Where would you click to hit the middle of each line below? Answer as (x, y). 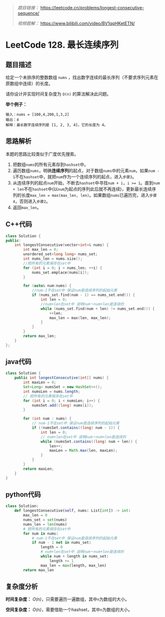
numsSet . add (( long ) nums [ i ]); (62, 405)
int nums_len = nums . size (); (53, 259)
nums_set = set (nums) (45, 520)
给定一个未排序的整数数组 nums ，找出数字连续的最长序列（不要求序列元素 (80, 77)
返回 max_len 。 (27, 207)
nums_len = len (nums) (45, 524)
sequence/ (28, 13)
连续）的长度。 (37, 83)
